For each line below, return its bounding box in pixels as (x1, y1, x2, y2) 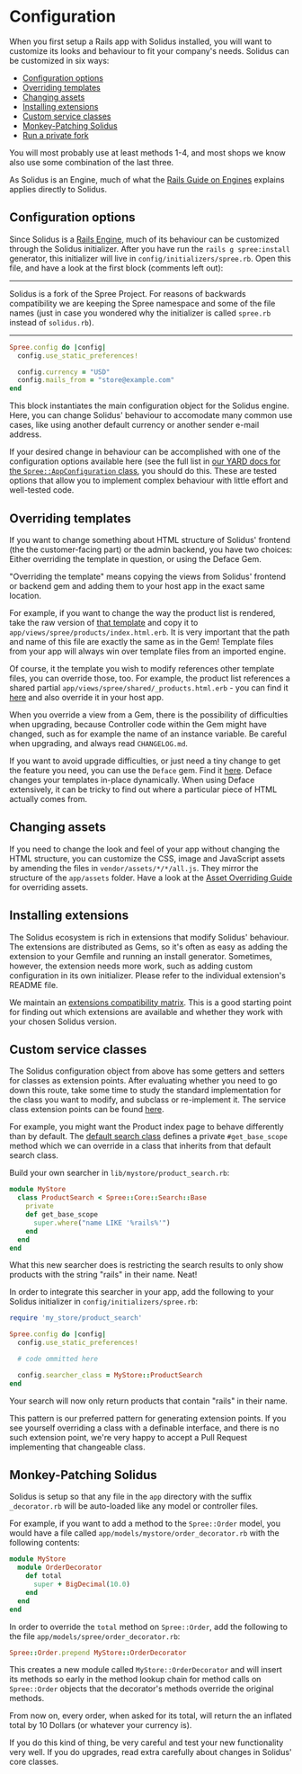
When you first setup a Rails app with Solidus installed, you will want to (9, 36, 272, 47)
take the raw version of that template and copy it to (9, 617, 199, 628)
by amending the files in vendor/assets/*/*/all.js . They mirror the (9, 862, 259, 873)
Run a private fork (22, 129, 90, 140)
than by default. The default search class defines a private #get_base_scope (9, 1131, 288, 1142)
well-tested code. (9, 485, 75, 495)
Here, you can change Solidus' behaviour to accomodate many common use (9, 410, 293, 421)
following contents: (9, 1538, 81, 1548)
